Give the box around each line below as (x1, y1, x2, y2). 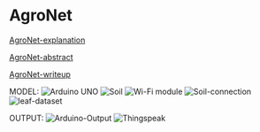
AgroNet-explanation (9, 35, 86, 45)
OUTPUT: (9, 113, 44, 123)
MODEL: (9, 86, 40, 97)
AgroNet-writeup (9, 68, 71, 80)
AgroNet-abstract (9, 51, 73, 62)
